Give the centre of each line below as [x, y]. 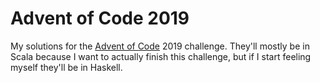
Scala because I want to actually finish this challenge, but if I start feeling [161, 56]
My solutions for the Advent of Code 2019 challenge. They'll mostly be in [160, 46]
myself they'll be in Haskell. [66, 67]
